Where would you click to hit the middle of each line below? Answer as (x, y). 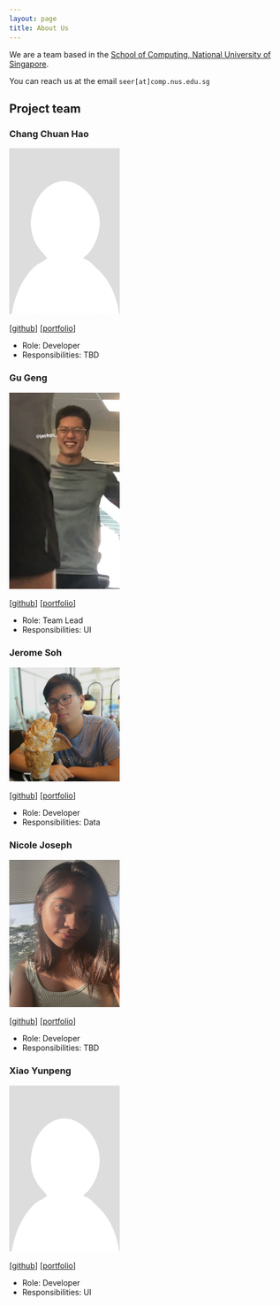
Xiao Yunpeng (41, 1071)
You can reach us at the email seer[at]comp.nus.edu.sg (110, 81)
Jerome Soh (36, 653)
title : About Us (39, 28)
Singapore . (29, 64)
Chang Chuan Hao (49, 134)
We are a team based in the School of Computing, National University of (140, 54)
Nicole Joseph (41, 845)
